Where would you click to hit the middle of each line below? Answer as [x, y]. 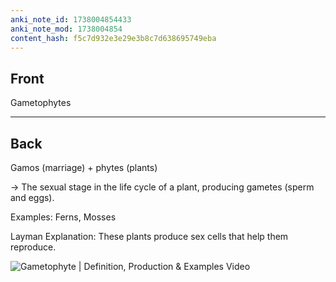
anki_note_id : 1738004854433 [71, 19]
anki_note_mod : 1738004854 [66, 29]
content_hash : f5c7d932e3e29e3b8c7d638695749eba [113, 38]
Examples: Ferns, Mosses [63, 217]
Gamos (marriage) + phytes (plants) [84, 167]
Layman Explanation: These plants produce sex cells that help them [149, 236]
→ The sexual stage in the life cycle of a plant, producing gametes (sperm [162, 187]
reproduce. [33, 247]
